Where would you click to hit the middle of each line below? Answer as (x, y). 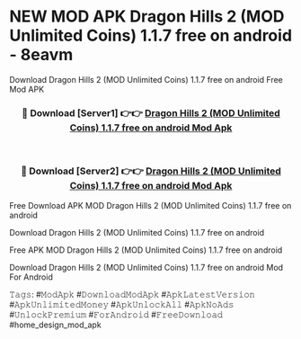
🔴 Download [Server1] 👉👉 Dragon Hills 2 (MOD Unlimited (151, 112)
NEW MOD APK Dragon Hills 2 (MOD (147, 17)
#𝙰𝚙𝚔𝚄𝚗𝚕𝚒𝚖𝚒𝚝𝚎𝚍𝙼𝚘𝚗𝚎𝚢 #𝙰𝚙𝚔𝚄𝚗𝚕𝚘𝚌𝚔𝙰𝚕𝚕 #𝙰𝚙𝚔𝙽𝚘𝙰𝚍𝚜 (122, 304)
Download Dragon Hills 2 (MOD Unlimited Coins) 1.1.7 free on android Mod (146, 267)
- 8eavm (41, 55)
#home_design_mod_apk (55, 325)
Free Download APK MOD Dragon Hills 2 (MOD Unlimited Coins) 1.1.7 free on (150, 205)
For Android (31, 277)
